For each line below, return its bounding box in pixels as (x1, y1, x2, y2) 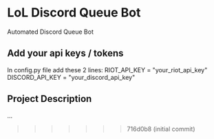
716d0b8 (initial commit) (127, 125, 195, 133)
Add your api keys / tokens (7, 47, 124, 59)
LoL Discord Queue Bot (7, 5, 141, 21)
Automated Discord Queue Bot (7, 28, 94, 36)
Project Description (7, 93, 92, 105)
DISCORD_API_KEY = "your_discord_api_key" (7, 73, 136, 81)
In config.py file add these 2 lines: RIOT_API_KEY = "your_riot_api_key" (7, 65, 208, 74)
